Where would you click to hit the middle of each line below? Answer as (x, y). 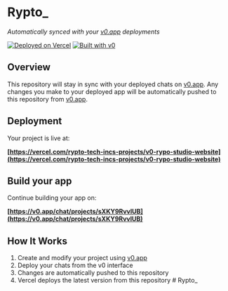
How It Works (38, 241)
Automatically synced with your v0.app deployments (83, 32)
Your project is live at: (39, 138)
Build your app (40, 181)
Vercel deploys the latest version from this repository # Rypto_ (107, 280)
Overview (29, 67)
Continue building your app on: (52, 198)
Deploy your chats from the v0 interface (75, 265)
